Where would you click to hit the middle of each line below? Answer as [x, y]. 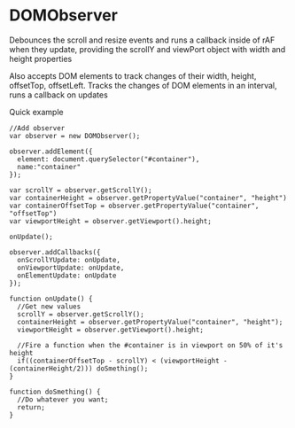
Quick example [36, 112]
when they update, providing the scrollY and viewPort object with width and [147, 49]
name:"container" [49, 167]
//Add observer [37, 128]
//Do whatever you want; [63, 400]
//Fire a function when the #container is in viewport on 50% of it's [150, 345]
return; [31, 407]
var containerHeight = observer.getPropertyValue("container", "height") [148, 198]
